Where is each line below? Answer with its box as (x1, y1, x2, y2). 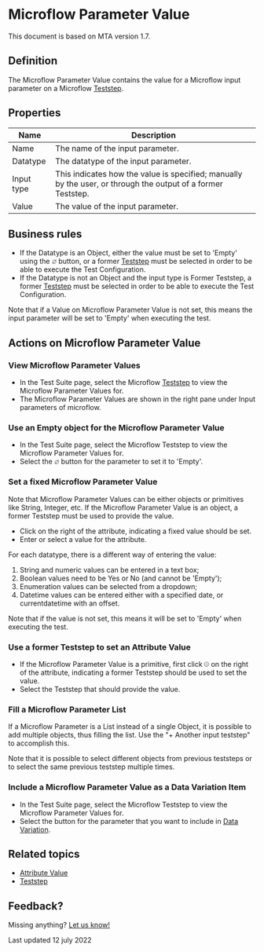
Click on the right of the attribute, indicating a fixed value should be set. (19, 526, 252, 536)
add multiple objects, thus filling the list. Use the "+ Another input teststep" (8, 730, 251, 740)
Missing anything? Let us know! (8, 921, 110, 930)
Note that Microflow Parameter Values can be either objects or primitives (8, 494, 244, 503)
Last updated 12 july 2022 (8, 936, 92, 945)
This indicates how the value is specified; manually (54, 168, 243, 179)
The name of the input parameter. (54, 143, 179, 154)
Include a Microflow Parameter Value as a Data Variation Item (8, 782, 246, 793)
